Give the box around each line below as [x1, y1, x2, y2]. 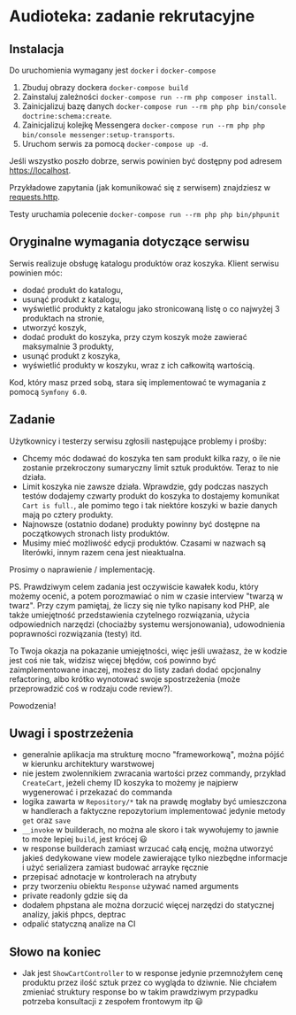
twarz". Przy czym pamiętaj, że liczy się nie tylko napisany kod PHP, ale [9, 600, 269, 610]
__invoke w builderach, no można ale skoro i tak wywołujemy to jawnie [21, 825, 279, 835]
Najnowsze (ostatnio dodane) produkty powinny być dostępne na [21, 518, 261, 529]
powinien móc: [9, 267, 64, 278]
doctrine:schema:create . [21, 111, 112, 120]
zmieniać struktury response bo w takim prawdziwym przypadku [21, 987, 259, 997]
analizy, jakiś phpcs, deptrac [21, 910, 126, 920]
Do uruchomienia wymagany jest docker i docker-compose [9, 65, 216, 75]
